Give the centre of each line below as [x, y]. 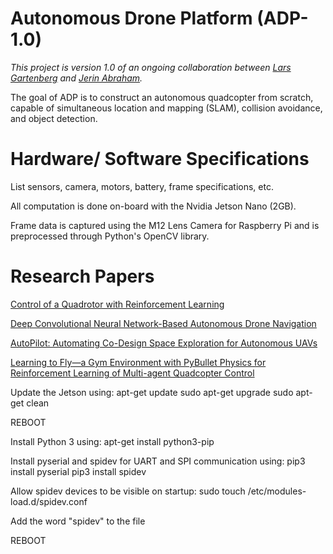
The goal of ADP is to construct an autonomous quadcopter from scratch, [162, 97]
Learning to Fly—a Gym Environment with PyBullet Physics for [138, 362]
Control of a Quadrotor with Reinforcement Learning [117, 304]
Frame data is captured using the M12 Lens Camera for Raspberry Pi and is [165, 225]
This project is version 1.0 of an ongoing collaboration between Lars [151, 67]
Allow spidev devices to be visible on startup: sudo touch [128, 491]
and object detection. [54, 118]
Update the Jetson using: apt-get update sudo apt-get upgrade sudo [152, 392]
